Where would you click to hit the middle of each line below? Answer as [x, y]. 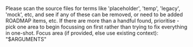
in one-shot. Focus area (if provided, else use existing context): [82, 33]
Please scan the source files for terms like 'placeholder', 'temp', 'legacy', [93, 8]
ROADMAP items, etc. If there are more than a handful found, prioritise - [92, 21]
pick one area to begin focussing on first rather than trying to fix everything [97, 27]
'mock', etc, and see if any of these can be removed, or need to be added [94, 15]
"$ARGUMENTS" [26, 39]
